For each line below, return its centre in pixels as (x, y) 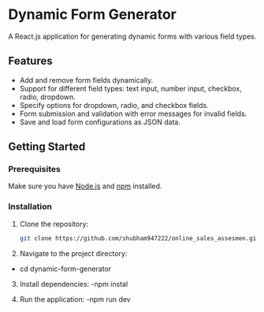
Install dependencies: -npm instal (74, 284)
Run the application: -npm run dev (75, 299)
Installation (30, 206)
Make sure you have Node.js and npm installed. (85, 186)
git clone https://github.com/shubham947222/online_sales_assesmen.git (139, 238)
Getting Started (47, 147)
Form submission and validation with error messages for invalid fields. (133, 113)
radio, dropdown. (48, 97)
